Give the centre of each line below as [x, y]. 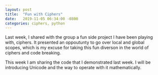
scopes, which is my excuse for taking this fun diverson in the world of [77, 48]
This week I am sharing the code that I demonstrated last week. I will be [78, 62]
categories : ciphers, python [35, 23]
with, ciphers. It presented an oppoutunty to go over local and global [75, 43]
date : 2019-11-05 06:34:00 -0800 [42, 19]
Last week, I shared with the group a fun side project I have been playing [79, 37]
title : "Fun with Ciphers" [34, 14]
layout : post [19, 10]
